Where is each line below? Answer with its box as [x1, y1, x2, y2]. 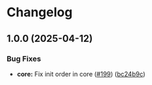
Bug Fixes [6, 54, 42, 64]
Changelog [6, 4, 73, 21]
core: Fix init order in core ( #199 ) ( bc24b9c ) [16, 69, 146, 78]
